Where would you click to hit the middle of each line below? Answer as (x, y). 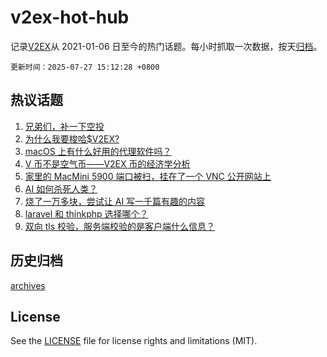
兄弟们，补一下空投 (64, 126)
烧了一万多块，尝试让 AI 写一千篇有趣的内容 (115, 201)
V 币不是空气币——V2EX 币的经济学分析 (107, 163)
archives (28, 285)
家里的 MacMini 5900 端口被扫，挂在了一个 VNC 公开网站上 (148, 176)
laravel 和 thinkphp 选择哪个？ (86, 213)
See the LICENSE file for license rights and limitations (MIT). (134, 341)
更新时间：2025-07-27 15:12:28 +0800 (85, 67)
